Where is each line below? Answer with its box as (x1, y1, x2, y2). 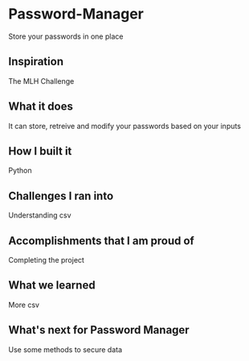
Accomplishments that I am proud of (8, 234, 194, 247)
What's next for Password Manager (8, 323, 190, 337)
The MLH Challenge (8, 76, 75, 85)
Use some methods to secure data (8, 344, 123, 355)
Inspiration (8, 55, 64, 68)
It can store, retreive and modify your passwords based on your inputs (8, 121, 241, 131)
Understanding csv (8, 210, 71, 220)
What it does (8, 100, 74, 114)
